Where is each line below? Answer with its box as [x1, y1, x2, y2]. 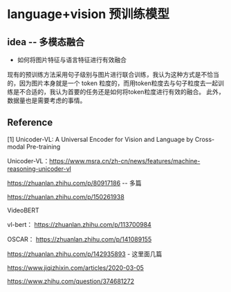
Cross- [194, 135, 215, 143]
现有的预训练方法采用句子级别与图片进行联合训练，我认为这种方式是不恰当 [7, 71, 219, 78]
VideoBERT [7, 206, 39, 215]
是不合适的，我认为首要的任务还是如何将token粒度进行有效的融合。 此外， [12, 88, 225, 95]
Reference [7, 117, 53, 129]
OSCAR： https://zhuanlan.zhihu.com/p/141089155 [7, 235, 152, 243]
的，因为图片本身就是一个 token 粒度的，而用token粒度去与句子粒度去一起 [7, 79, 219, 87]
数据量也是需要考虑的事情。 [7, 96, 86, 104]
